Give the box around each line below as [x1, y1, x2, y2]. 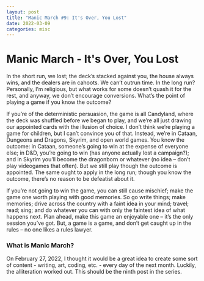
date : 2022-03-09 [6, 20, 51, 26]
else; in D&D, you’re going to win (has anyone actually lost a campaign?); [6, 149, 189, 156]
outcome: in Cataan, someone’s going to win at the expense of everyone [6, 143, 189, 150]
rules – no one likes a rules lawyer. [6, 226, 93, 233]
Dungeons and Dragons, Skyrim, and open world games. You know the [6, 136, 185, 144]
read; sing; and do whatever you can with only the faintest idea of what [6, 206, 185, 214]
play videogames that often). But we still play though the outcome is [6, 162, 178, 170]
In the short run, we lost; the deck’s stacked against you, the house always [6, 73, 194, 80]
